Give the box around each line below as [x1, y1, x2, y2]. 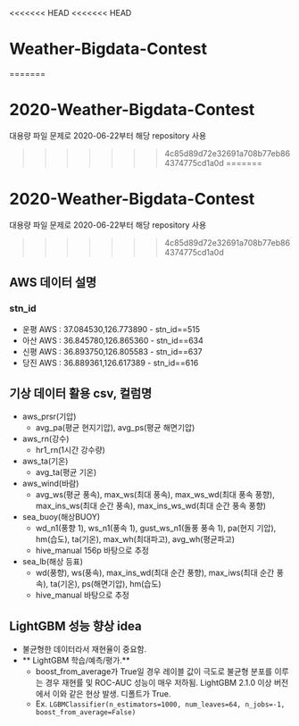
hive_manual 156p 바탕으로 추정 [35, 545, 150, 556]
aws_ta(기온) [21, 455, 69, 467]
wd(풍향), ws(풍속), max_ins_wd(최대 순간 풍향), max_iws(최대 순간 [35, 567, 275, 579]
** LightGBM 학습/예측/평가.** [21, 655, 131, 666]
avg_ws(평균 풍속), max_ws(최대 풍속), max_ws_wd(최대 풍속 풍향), [35, 489, 275, 500]
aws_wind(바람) [21, 478, 79, 489]
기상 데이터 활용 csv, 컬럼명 [9, 386, 153, 401]
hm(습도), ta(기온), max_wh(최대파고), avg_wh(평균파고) [35, 534, 235, 545]
